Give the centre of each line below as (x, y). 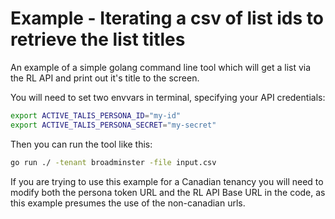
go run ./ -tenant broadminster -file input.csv (113, 162)
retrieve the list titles (98, 39)
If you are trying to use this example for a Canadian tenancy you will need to (167, 181)
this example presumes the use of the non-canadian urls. (128, 203)
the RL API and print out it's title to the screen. (105, 78)
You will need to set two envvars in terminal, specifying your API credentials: (168, 97)
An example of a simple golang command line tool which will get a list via (161, 67)
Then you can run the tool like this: (81, 144)
